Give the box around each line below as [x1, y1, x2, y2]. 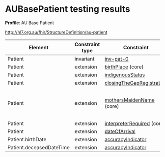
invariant [74, 55, 95, 62]
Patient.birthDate [7, 136, 47, 143]
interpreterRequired [105, 120, 150, 126]
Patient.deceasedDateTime [7, 144, 70, 151]
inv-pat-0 [105, 55, 129, 62]
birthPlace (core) [105, 63, 144, 70]
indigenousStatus [105, 71, 145, 78]
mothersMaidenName [105, 96, 155, 103]
